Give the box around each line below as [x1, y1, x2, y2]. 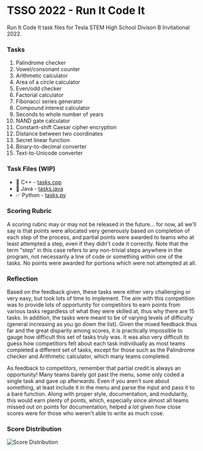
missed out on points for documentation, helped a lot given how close [7, 403, 181, 410]
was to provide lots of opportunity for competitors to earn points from [7, 301, 181, 308]
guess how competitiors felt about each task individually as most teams [7, 340, 185, 347]
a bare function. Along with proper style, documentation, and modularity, [7, 390, 188, 398]
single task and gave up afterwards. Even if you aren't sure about [7, 378, 170, 385]
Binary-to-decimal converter [15, 143, 87, 151]
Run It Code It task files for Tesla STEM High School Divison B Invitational [7, 24, 190, 31]
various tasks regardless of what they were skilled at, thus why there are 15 [7, 308, 195, 315]
